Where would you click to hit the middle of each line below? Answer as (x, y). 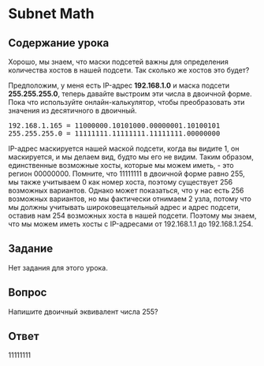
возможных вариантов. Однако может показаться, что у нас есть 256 (126, 190)
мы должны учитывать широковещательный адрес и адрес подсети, (124, 207)
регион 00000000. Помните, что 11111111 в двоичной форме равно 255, (127, 174)
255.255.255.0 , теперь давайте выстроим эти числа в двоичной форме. (130, 94)
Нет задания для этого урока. (58, 267)
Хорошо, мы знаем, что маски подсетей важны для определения (118, 62)
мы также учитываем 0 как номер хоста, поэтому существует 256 (121, 182)
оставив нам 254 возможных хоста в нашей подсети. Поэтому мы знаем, (132, 215)
